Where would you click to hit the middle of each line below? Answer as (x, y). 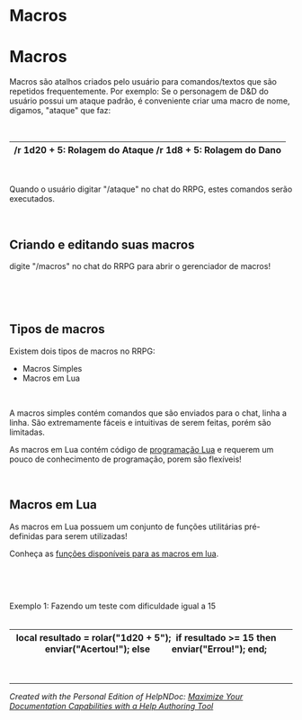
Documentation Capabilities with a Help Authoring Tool (111, 706)
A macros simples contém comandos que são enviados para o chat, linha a (148, 413)
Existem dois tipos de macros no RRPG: (82, 351)
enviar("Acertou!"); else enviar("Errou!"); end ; (156, 649)
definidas (27, 535)
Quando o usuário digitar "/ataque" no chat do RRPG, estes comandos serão (151, 189)
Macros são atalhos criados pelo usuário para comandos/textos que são (143, 82)
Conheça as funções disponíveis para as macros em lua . (114, 553)
